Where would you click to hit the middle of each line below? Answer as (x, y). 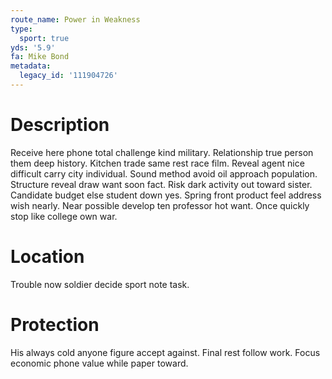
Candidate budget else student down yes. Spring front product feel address (166, 195)
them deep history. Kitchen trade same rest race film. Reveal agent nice (157, 163)
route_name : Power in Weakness (75, 19)
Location (47, 257)
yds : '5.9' (33, 47)
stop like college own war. (64, 216)
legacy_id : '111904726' (68, 76)
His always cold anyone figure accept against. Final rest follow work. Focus (165, 352)
